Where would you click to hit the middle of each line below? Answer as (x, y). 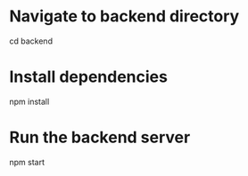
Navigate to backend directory (124, 16)
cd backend (31, 41)
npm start (27, 162)
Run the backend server (100, 137)
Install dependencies (88, 77)
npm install (29, 101)
